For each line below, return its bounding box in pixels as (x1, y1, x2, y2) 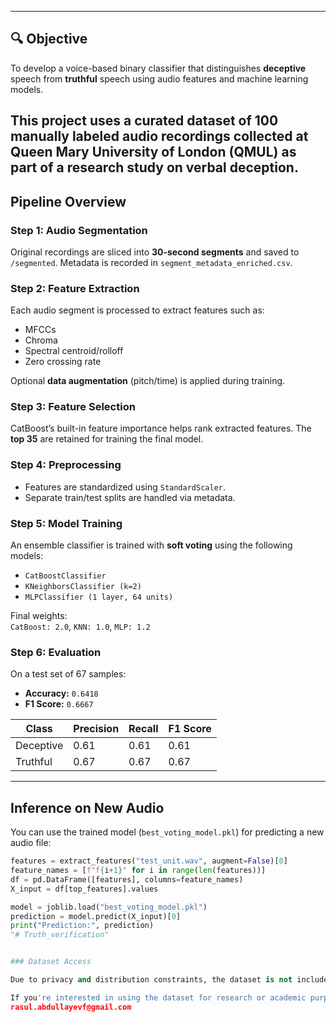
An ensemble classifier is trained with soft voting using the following (10, 539, 293, 551)
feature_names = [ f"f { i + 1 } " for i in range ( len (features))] (10, 866, 267, 876)
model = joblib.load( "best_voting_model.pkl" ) (10, 902, 208, 912)
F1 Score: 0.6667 (24, 698, 94, 710)
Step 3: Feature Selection (10, 400, 136, 414)
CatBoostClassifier (24, 571, 107, 581)
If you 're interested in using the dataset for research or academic (10, 992, 307, 1003)
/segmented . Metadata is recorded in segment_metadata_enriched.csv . (10, 256, 293, 268)
